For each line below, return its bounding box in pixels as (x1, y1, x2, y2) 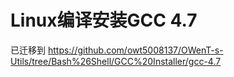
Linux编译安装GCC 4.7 (10, 9, 198, 32)
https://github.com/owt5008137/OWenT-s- (47, 44, 224, 56)
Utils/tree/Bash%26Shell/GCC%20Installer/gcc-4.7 (10, 55, 222, 67)
